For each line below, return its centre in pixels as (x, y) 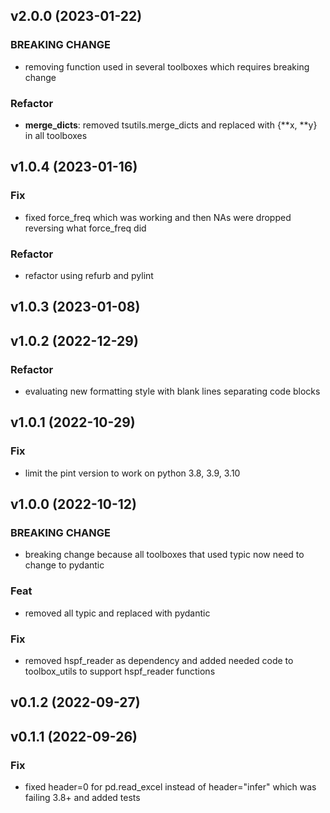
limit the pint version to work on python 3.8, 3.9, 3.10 (132, 473)
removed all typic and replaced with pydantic (117, 613)
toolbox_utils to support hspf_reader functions (120, 671)
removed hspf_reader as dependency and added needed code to (159, 661)
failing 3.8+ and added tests (82, 798)
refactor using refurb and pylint (89, 275)
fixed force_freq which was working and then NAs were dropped (158, 217)
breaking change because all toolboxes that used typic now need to (164, 555)
